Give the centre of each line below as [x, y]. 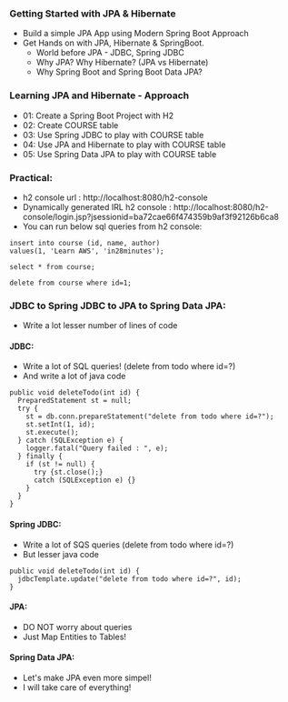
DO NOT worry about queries [77, 627]
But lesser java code [61, 554]
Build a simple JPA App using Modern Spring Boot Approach [136, 34]
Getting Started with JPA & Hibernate [93, 14]
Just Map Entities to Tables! [74, 637]
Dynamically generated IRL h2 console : [97, 206]
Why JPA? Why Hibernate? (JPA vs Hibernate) [122, 63]
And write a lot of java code [74, 376]
